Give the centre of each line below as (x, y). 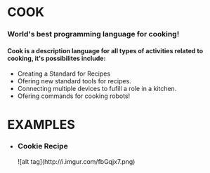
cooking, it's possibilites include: (57, 58)
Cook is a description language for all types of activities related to (105, 50)
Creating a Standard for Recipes (64, 74)
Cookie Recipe (42, 146)
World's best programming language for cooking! (93, 34)
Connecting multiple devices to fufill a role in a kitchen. (97, 89)
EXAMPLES (41, 124)
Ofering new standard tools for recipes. (74, 81)
